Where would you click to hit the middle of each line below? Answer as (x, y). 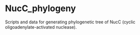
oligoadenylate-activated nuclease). (41, 27)
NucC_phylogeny (40, 9)
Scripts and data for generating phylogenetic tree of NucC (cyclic (70, 22)
